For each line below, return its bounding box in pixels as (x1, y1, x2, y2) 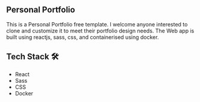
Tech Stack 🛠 (6, 52, 59, 62)
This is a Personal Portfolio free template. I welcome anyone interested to (6, 20, 188, 28)
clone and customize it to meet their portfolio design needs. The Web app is (6, 27, 195, 34)
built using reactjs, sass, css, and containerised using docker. (6, 33, 159, 41)
